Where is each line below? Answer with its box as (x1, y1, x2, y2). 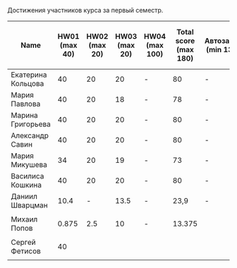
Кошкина (11, 180, 42, 190)
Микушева (11, 160, 48, 169)
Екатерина (11, 70, 47, 80)
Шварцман (11, 200, 48, 210)
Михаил (11, 214, 38, 224)
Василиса (11, 171, 44, 181)
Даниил (11, 192, 37, 201)
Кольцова (11, 79, 44, 88)
